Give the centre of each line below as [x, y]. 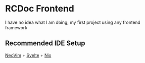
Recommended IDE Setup [45, 43]
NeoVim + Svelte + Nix [28, 55]
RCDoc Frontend [40, 9]
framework [16, 27]
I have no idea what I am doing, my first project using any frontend [73, 22]
